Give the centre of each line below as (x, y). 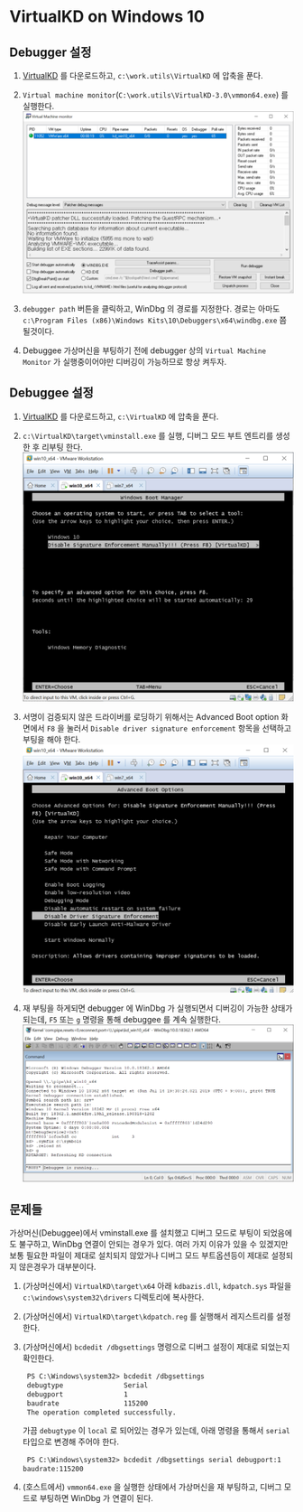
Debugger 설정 (50, 52)
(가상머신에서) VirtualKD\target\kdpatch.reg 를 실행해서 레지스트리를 (148, 1317)
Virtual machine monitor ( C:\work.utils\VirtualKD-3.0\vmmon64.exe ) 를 (155, 95)
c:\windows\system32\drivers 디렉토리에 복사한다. (113, 1297)
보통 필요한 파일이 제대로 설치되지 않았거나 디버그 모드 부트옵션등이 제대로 (139, 1255)
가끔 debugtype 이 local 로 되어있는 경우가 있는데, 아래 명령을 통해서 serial (156, 1431)
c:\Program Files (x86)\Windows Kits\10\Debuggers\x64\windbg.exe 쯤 (154, 320)
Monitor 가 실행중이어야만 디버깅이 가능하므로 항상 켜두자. (124, 361)
